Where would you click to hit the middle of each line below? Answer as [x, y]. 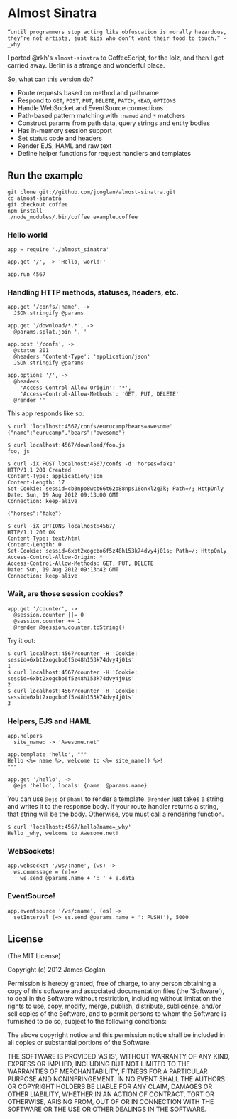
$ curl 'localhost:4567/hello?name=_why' [70, 827]
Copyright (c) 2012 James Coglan [56, 970]
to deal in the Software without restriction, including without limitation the [114, 999]
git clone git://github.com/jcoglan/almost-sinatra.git [92, 192]
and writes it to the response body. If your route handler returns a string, [113, 806]
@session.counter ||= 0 [49, 615]
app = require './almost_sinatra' [59, 250]
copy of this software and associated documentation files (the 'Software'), [116, 991]
